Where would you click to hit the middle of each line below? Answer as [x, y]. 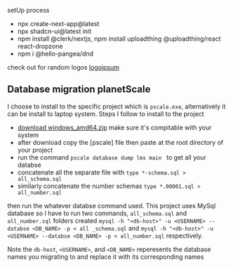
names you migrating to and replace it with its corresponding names [106, 257]
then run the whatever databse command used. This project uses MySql [112, 205]
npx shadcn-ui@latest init [54, 31]
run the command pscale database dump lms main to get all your [112, 157]
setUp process [29, 10]
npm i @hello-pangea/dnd [55, 53]
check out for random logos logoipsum [63, 67]
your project [35, 150]
